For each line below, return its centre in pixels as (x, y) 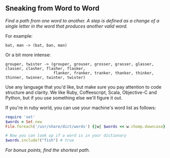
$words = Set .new (24, 122)
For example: (19, 36)
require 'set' (20, 117)
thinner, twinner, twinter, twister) (45, 77)
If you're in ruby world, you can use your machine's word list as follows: (81, 108)
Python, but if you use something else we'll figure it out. (64, 98)
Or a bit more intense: (28, 55)
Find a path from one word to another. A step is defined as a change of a (82, 20)
